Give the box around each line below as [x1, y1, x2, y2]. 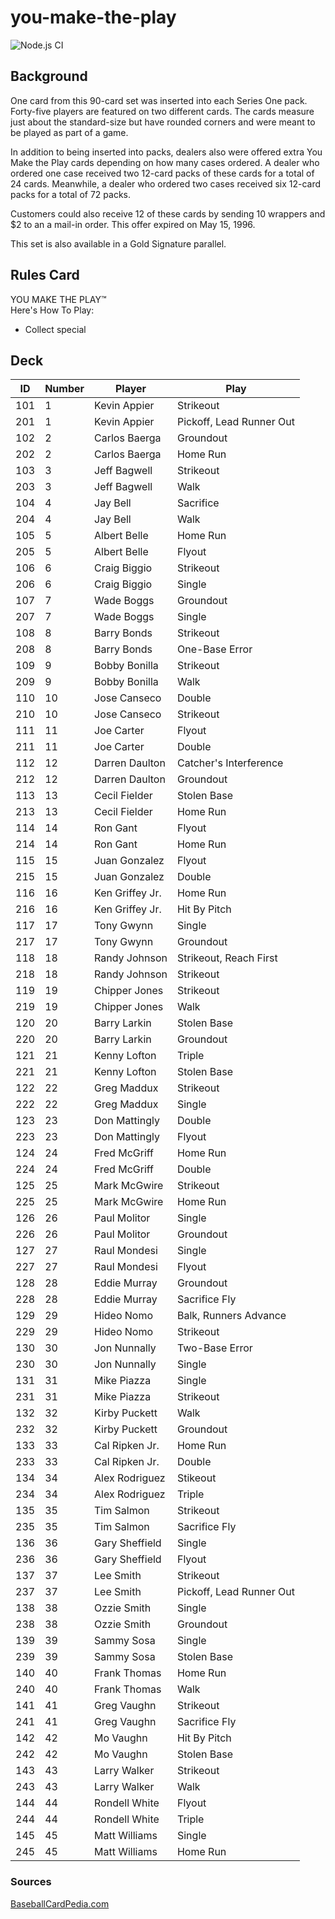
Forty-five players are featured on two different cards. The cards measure [10, 105, 315, 117]
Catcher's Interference [176, 756, 284, 770]
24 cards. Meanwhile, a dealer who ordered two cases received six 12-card [10, 177, 322, 190]
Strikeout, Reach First [176, 951, 278, 965]
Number [44, 382, 85, 396]
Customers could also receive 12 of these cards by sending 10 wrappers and [10, 207, 326, 220]
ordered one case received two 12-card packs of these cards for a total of [10, 167, 315, 179]
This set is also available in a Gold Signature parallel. [10, 237, 227, 250]
